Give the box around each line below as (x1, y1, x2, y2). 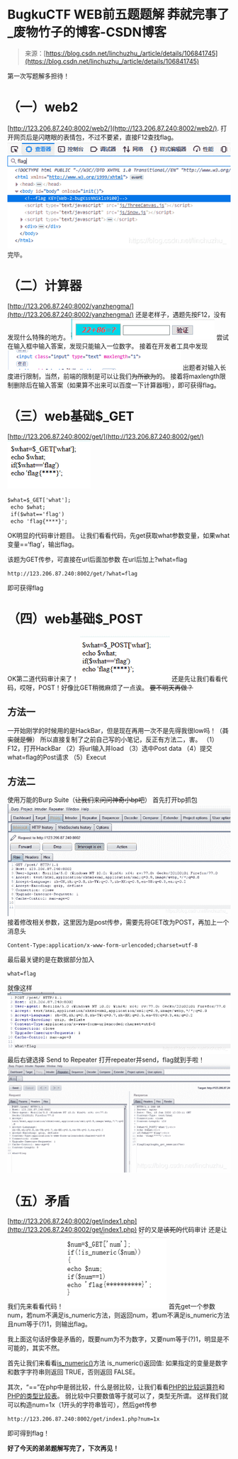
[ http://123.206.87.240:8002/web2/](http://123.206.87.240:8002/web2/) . (7, 123, 220, 132)
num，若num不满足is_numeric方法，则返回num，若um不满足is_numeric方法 (7, 1311, 230, 1320)
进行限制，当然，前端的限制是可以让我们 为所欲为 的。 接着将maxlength (13, 372, 220, 380)
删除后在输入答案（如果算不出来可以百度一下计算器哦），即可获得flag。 (13, 380, 221, 389)
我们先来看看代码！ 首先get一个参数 (7, 1302, 216, 1311)
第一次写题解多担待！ (7, 72, 69, 80)
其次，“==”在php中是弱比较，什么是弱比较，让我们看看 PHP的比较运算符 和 (7, 1383, 225, 1392)
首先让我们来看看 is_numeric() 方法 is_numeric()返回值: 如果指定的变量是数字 (7, 1359, 228, 1367)
